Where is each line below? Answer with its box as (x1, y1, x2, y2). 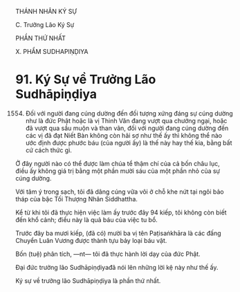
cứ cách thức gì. (25, 146, 73, 154)
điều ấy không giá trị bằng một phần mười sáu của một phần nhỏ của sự (15, 167, 221, 175)
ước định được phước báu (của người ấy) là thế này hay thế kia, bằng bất (25, 138, 232, 147)
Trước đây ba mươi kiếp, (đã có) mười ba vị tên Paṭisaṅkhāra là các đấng (15, 229, 221, 237)
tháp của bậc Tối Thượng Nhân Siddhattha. (15, 194, 138, 203)
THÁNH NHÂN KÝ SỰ (15, 8, 77, 15)
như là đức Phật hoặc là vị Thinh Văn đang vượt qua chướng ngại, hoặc (25, 116, 228, 125)
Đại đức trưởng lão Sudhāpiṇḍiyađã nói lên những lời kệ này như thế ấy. (15, 263, 219, 271)
